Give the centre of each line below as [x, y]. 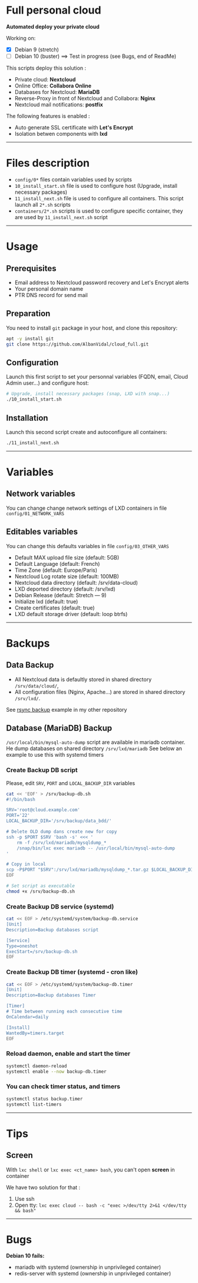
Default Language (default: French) [57, 564]
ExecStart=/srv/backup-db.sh [42, 952]
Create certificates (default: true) [55, 608]
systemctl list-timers [34, 1104]
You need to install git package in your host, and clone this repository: [92, 328]
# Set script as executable [41, 886]
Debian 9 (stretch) [37, 49]
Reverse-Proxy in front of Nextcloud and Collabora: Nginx [85, 99]
